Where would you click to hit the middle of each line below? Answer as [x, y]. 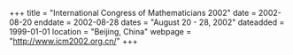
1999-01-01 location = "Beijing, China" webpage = [100, 31]
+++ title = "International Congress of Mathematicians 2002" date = [133, 13]
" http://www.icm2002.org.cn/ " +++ [74, 41]
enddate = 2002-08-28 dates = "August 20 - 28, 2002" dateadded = [159, 22]
